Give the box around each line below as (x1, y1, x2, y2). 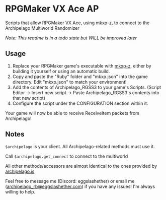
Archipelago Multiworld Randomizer (5, 25, 79, 31)
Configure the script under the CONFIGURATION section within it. (12, 100, 148, 106)
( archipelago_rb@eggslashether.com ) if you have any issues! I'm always (5, 183, 155, 189)
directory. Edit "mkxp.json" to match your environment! (12, 79, 127, 85)
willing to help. (5, 188, 36, 194)
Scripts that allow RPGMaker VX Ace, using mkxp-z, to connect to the (5, 20, 150, 26)
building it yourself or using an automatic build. (12, 68, 110, 74)
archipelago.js (5, 168, 35, 174)
